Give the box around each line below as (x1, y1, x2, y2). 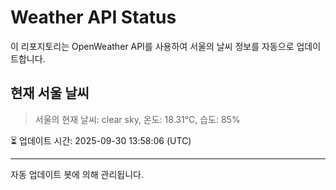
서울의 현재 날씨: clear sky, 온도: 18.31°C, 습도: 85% (34, 113, 241, 125)
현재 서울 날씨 (10, 85, 90, 102)
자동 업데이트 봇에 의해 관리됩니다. (10, 168, 144, 180)
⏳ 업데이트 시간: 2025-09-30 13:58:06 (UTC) (10, 134, 192, 146)
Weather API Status (10, 6, 177, 29)
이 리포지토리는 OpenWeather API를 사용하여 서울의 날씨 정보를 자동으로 (10, 40, 295, 52)
